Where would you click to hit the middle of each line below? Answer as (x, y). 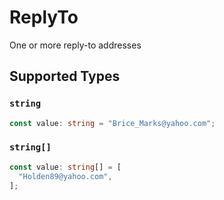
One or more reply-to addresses (75, 45)
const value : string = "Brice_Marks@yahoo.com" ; (112, 123)
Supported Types (65, 76)
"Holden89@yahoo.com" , (65, 176)
